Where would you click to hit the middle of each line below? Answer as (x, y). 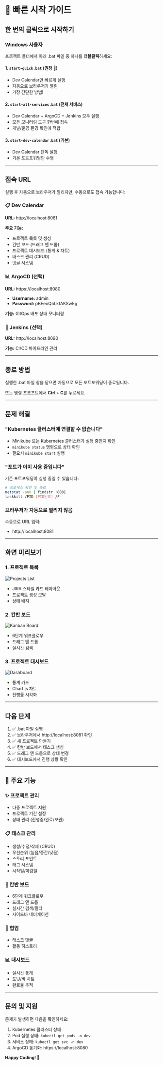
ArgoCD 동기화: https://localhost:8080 (50, 1047)
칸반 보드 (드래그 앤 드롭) (36, 244)
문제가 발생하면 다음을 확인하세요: (37, 1019)
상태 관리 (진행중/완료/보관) (38, 819)
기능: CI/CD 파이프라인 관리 (31, 349)
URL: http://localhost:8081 (31, 218)
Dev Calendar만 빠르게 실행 (39, 80)
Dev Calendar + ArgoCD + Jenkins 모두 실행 (56, 116)
